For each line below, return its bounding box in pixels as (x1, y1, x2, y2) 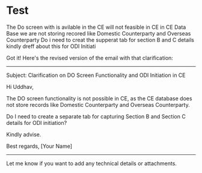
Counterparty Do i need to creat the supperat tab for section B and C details (6, 36, 194, 43)
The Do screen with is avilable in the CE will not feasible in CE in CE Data (6, 23, 186, 31)
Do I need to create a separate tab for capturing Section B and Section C (6, 112, 186, 120)
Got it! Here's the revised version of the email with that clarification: (6, 54, 173, 61)
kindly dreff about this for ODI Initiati (6, 43, 96, 50)
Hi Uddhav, (6, 83, 34, 90)
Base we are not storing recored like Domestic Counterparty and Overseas (6, 29, 191, 37)
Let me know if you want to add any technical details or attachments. (6, 160, 177, 167)
